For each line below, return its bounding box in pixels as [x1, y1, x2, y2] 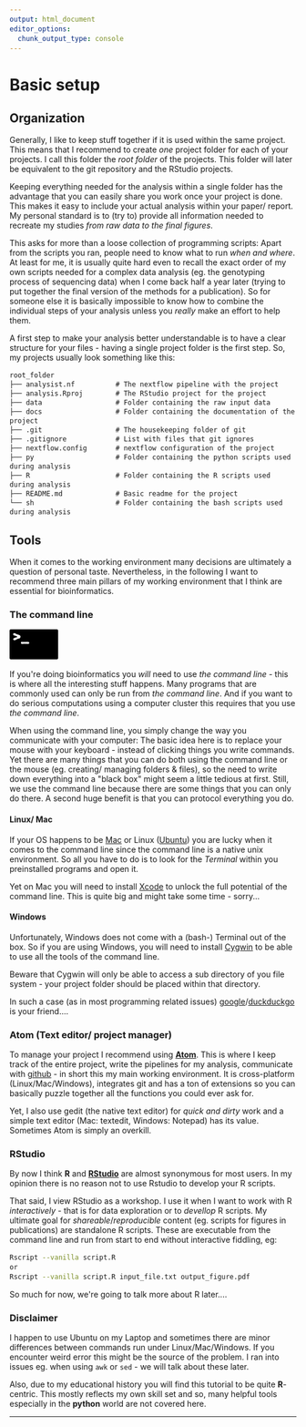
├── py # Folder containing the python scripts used [9, 453, 291, 462]
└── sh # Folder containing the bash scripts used [9, 498, 283, 508]
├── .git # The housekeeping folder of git [9, 426, 247, 435]
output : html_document [9, 15, 96, 24]
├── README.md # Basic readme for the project [9, 489, 239, 498]
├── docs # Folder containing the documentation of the [9, 407, 296, 416]
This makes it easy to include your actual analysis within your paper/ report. [9, 200, 294, 211]
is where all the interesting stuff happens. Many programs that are [9, 679, 257, 690]
